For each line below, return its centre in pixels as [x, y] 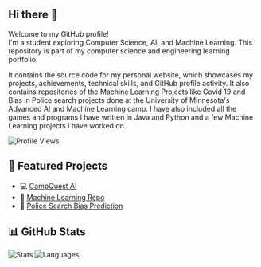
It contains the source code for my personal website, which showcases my [130, 75]
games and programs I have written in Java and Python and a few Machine [131, 117]
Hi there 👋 [33, 15]
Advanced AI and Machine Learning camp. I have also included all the [123, 108]
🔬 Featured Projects [58, 166]
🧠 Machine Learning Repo [62, 197]
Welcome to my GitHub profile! [58, 33]
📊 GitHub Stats [47, 232]
